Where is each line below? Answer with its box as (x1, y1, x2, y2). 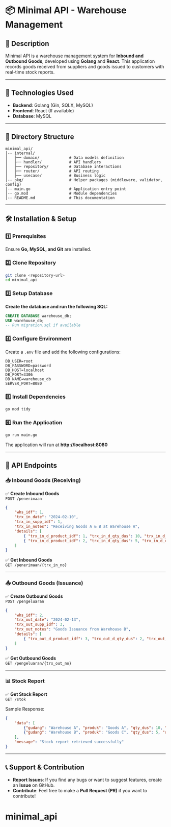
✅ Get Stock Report (5, 691, 47, 697)
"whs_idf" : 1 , (14, 509, 44, 515)
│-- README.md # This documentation (5, 195, 115, 200)
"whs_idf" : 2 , (14, 613, 44, 618)
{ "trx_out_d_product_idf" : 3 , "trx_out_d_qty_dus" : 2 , (23, 636, 145, 641)
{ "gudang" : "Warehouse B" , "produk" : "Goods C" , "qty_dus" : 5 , (23, 730, 161, 735)
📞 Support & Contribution (5, 763, 85, 772)
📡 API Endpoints (5, 461, 58, 470)
